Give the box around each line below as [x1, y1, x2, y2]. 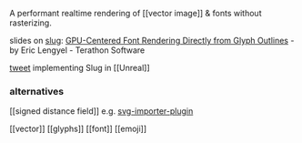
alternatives [9, 85, 65, 97]
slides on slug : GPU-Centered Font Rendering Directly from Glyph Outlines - [9, 36, 295, 46]
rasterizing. [9, 17, 52, 28]
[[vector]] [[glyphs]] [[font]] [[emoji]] [9, 123, 147, 135]
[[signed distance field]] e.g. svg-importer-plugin [9, 106, 194, 117]
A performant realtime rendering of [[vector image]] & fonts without [9, 8, 262, 18]
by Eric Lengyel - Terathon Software [9, 45, 146, 56]
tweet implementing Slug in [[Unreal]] [9, 63, 150, 73]
